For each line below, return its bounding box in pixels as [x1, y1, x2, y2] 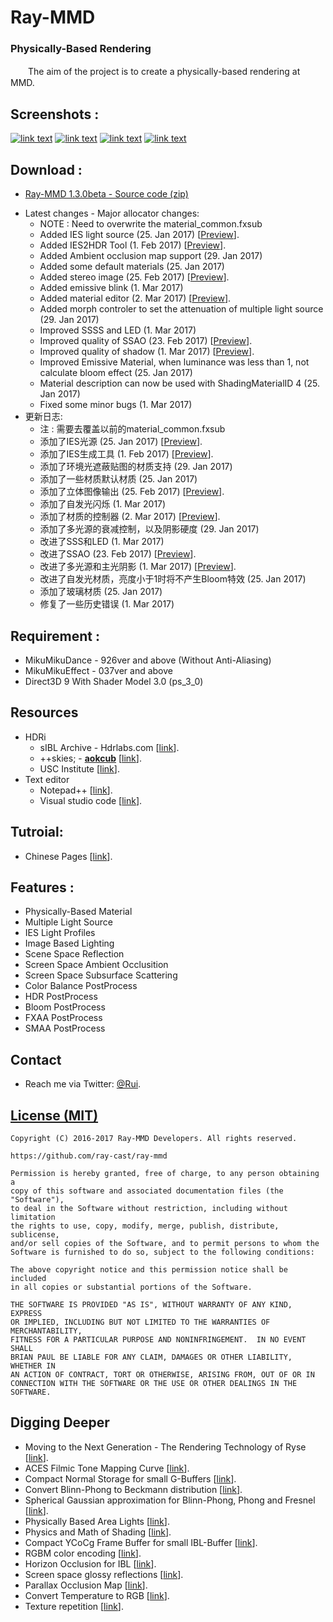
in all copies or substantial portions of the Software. [10, 1282, 253, 1292]
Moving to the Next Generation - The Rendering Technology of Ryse [24, 1441, 307, 1453]
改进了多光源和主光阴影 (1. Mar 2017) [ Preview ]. [39, 561, 237, 573]
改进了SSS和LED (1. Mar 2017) [39, 536, 165, 548]
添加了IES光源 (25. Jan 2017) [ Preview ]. [39, 436, 203, 448]
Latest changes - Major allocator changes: [24, 207, 200, 220]
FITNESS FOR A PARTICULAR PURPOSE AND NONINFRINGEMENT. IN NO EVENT [10, 1334, 307, 1345]
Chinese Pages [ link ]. [24, 850, 113, 862]
